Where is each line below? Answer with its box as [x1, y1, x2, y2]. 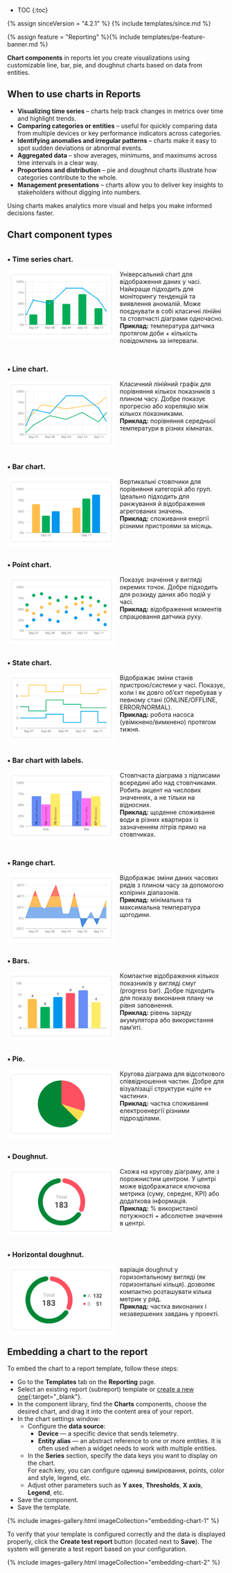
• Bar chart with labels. [7, 756, 84, 766]
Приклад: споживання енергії [120, 514, 209, 523]
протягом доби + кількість [120, 329, 198, 337]
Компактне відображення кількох [120, 971, 220, 979]
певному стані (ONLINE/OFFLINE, [120, 696, 218, 704]
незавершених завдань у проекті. [120, 1310, 220, 1318]
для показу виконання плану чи [120, 993, 213, 1002]
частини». [120, 1091, 150, 1100]
